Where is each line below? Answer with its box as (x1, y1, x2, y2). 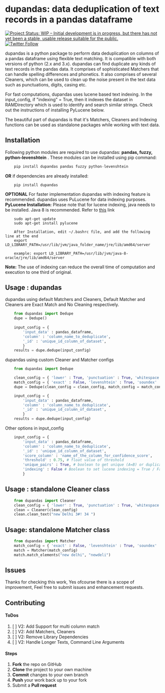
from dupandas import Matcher (14, 539, 76, 544)
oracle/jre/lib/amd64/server (5, 255, 65, 260)
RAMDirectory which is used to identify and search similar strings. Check (5, 102, 153, 108)
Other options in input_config (5, 425, 64, 431)
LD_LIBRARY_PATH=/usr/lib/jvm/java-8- (49, 251, 129, 256)
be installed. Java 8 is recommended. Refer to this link (5, 207, 115, 213)
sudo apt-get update (14, 216, 56, 221)
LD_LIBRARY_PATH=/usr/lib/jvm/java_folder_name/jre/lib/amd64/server (5, 242, 151, 247)
